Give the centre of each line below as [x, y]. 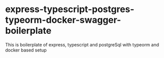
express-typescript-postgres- [70, 9]
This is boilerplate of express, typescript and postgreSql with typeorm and [82, 44]
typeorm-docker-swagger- [63, 20]
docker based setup [26, 50]
